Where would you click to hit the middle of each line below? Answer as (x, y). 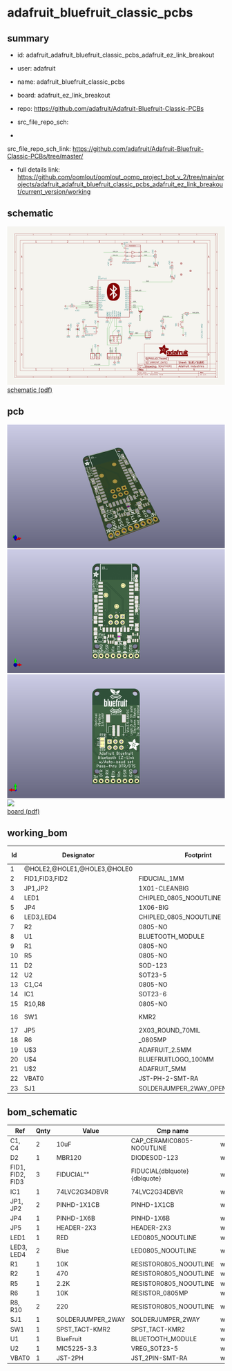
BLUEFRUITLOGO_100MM (176, 1059)
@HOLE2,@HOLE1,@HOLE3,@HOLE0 (78, 869)
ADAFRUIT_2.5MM (165, 1050)
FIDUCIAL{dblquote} (160, 1171)
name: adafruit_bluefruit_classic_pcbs (71, 82)
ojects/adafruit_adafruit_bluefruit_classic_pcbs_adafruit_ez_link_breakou (120, 184)
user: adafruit (36, 68)
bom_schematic (42, 1112)
